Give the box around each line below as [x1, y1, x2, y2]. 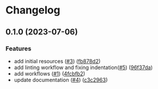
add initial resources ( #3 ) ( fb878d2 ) [14, 57, 101, 64]
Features [5, 44, 32, 53]
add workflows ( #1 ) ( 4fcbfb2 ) [14, 70, 86, 77]
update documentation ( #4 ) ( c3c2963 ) [14, 76, 108, 83]
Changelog [5, 4, 60, 17]
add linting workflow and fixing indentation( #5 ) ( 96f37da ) [14, 64, 153, 71]
